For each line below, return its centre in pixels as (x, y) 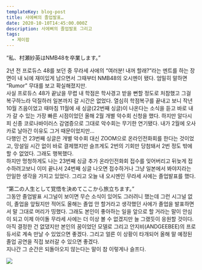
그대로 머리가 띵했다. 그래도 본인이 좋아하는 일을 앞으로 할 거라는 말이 (100, 211)
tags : (13, 34)
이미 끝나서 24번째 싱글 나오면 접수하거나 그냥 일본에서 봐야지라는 (114, 168)
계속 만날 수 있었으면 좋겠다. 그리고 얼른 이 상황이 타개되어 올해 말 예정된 (107, 234)
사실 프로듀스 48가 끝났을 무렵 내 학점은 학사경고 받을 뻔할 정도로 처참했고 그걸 (99, 93)
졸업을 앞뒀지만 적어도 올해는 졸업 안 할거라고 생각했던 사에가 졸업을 (94, 204)
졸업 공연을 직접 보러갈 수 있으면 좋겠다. (53, 241)
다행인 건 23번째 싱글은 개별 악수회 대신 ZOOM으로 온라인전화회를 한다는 (92, 138)
